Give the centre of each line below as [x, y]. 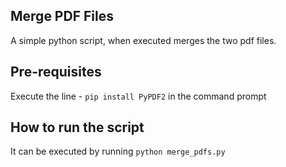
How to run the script [77, 127]
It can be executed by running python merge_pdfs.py [118, 151]
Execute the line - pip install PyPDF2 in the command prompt [138, 96]
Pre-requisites [56, 72]
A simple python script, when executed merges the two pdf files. [143, 40]
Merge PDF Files [62, 16]
